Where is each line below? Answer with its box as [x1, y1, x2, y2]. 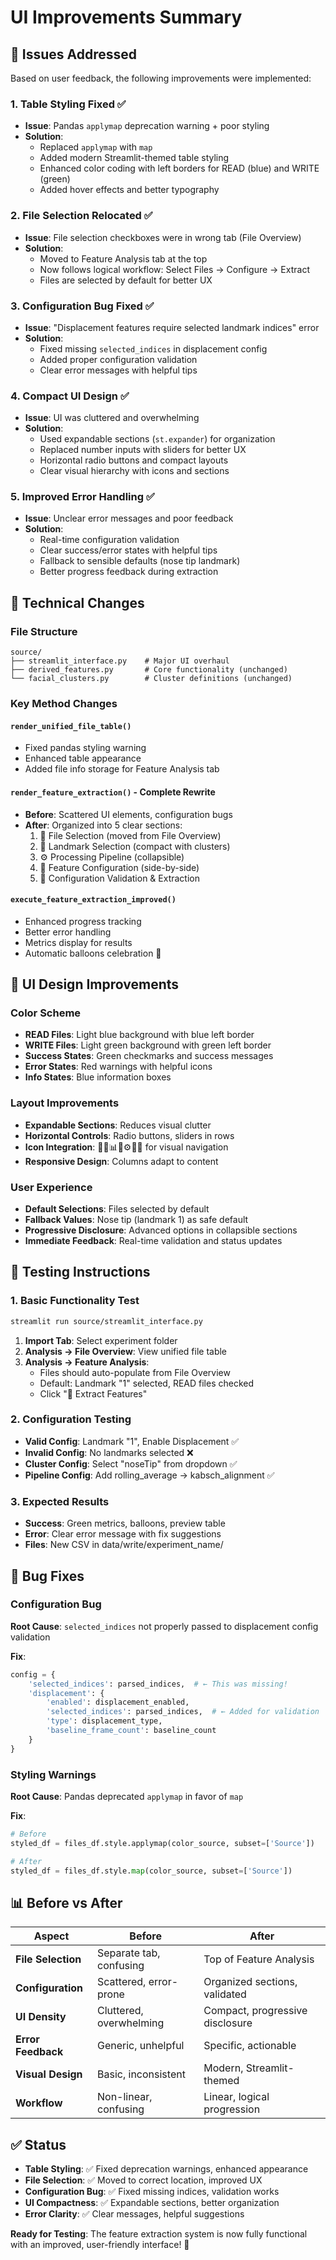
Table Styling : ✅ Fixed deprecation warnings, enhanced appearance [24, 2163, 309, 2175]
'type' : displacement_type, [46, 1716, 163, 1726]
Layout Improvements [10, 1096, 120, 1110]
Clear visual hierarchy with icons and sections [39, 465, 230, 477]
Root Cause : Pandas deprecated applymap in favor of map [10, 1791, 244, 1802]
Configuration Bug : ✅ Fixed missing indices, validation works [24, 2186, 280, 2198]
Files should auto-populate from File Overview [39, 1366, 231, 1378]
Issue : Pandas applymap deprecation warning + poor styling [24, 120, 270, 132]
